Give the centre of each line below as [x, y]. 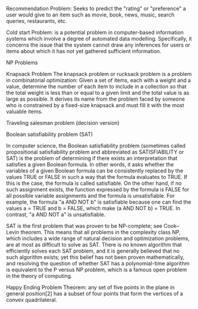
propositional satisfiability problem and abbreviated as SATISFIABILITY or [95, 152]
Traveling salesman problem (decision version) [63, 123]
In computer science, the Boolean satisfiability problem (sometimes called [96, 146]
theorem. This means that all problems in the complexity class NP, [100, 232]
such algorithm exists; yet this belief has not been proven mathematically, [95, 257]
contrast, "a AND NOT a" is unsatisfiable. [56, 215]
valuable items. [24, 112]
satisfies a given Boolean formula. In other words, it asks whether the [90, 165]
